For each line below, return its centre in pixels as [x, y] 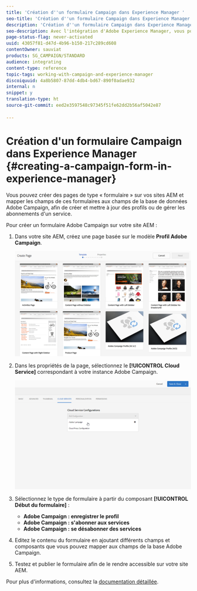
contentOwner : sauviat [34, 50]
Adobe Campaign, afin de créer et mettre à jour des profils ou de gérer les [96, 207]
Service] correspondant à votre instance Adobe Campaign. [86, 372]
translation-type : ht [33, 99]
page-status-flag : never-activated [50, 37]
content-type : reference [36, 68]
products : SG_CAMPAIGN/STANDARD [45, 56]
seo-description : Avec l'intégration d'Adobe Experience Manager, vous [95, 31]
